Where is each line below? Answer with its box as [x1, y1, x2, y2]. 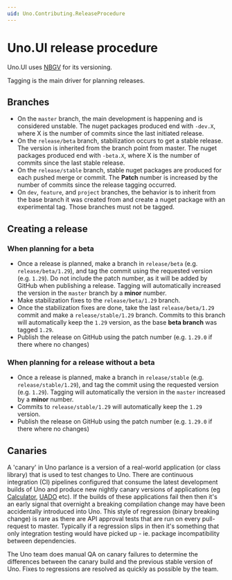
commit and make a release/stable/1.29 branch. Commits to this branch [17, 311, 226, 319]
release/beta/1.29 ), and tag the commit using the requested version [17, 267, 213, 275]
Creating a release [7, 223, 88, 235]
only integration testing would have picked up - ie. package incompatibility [7, 529, 220, 538]
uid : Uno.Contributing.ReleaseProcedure [7, 10, 126, 17]
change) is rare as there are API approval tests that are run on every [7, 515, 201, 523]
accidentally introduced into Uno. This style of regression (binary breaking [7, 507, 220, 516]
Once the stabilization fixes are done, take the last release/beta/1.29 [17, 304, 215, 312]
